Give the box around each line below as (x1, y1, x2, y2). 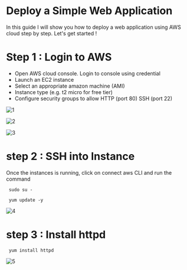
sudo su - (8, 186, 33, 192)
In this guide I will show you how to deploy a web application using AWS (6, 24, 181, 31)
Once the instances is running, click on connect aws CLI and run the (6, 169, 172, 176)
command (6, 175, 31, 182)
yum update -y (8, 197, 44, 203)
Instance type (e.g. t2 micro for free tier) (14, 88, 113, 95)
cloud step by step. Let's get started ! (6, 29, 97, 36)
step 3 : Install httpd (6, 228, 106, 241)
